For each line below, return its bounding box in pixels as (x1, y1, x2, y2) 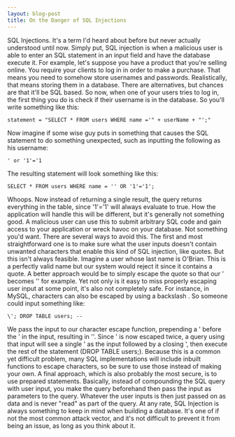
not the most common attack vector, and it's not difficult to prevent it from (7, 414, 220, 422)
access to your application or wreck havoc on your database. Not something (7, 224, 227, 233)
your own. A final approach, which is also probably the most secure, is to (7, 369, 218, 378)
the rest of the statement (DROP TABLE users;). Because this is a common (7, 347, 221, 355)
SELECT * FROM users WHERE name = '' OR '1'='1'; (7, 182, 155, 189)
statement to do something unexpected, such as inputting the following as (7, 136, 221, 144)
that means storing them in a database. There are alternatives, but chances (7, 80, 224, 89)
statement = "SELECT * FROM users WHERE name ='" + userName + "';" (7, 116, 211, 123)
